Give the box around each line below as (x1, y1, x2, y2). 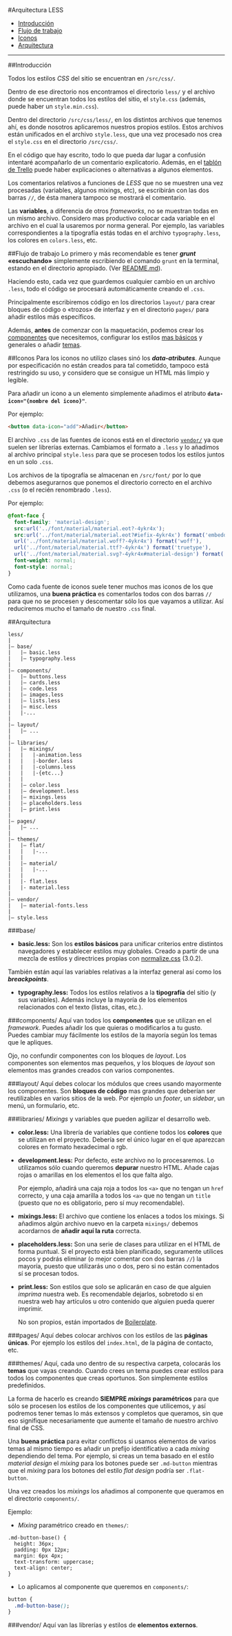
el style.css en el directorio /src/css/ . (8, 138, 118, 145)
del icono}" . (51, 397, 87, 405)
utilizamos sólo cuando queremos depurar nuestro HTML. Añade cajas (17, 1163, 220, 1171)
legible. (8, 376, 29, 384)
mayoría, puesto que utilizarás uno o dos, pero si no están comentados (17, 1261, 220, 1270)
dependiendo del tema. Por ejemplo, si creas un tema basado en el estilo (8, 1451, 214, 1460)
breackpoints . (8, 974, 49, 983)
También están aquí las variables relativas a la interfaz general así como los (8, 967, 222, 976)
